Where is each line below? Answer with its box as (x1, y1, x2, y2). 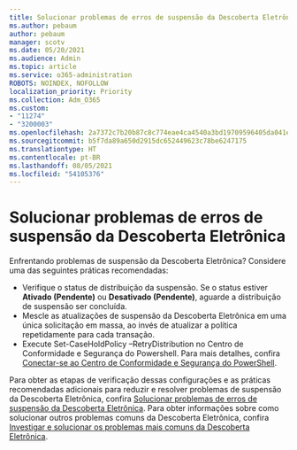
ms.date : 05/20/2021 (9, 46, 86, 55)
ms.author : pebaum (9, 21, 77, 30)
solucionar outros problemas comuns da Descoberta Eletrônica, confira (9, 413, 270, 423)
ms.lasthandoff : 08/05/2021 (9, 161, 113, 170)
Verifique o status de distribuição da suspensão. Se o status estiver (21, 283, 268, 293)
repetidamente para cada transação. (21, 330, 156, 340)
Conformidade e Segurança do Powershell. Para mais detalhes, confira (21, 348, 281, 359)
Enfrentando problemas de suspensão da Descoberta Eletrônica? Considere (9, 256, 286, 267)
